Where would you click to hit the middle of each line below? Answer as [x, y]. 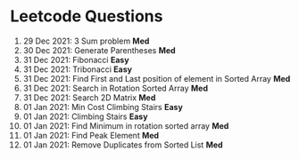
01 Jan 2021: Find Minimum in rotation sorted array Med [126, 125]
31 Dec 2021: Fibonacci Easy [76, 60]
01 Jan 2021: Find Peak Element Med [91, 135]
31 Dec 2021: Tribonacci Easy [78, 69]
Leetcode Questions [87, 16]
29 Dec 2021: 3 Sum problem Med [86, 41]
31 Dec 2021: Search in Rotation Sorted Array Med [116, 88]
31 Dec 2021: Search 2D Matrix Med [89, 97]
